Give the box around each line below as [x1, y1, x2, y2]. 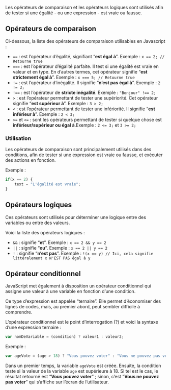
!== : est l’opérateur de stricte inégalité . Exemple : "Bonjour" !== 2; [12, 89, 156, 95]
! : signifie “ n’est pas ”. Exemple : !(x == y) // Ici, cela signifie [12, 250, 154, 256]
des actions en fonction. [5, 157, 56, 163]
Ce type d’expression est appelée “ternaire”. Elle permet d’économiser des [5, 298, 161, 304]
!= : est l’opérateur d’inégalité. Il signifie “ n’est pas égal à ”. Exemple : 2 [12, 79, 160, 86]
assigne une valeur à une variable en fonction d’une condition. [5, 288, 136, 295]
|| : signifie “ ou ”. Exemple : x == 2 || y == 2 [12, 245, 108, 251]
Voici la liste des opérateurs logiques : [5, 229, 85, 235]
